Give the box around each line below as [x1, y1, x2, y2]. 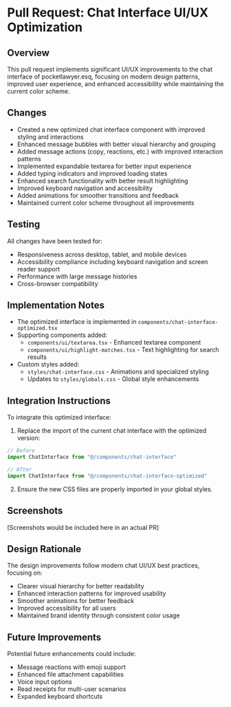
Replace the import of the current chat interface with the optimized [16, 427, 207, 435]
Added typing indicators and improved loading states [16, 169, 168, 177]
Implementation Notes [7, 300, 105, 311]
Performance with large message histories [16, 272, 137, 280]
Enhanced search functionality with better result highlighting [16, 176, 188, 185]
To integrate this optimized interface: [7, 413, 111, 422]
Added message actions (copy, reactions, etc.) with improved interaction [16, 147, 223, 156]
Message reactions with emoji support [16, 663, 126, 671]
